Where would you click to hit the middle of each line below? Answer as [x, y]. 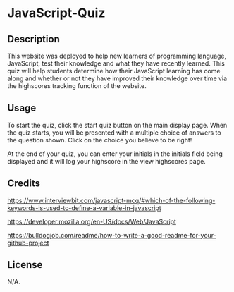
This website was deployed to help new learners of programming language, [117, 56]
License [25, 265]
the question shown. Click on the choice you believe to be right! [100, 140]
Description [33, 39]
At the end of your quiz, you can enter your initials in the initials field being [115, 154]
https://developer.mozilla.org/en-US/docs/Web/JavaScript [92, 221]
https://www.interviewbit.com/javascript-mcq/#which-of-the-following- [111, 200]
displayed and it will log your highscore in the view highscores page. [106, 161]
